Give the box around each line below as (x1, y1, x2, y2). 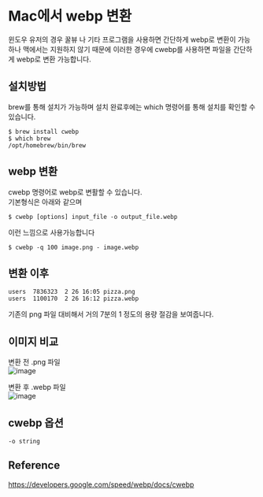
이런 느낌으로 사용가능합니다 (8, 228, 95, 237)
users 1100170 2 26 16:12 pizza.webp (8, 295, 139, 303)
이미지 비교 (8, 335, 59, 348)
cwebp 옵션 (8, 416, 65, 429)
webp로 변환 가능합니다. (16, 54, 92, 64)
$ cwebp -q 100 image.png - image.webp (8, 243, 139, 251)
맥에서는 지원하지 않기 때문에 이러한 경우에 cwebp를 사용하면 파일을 (22, 44, 232, 54)
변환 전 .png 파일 (8, 358, 61, 367)
